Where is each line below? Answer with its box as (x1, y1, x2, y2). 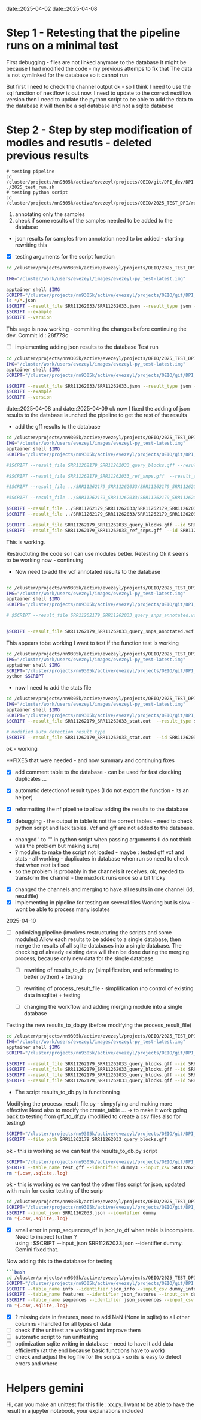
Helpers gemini (6, 1381, 84, 1395)
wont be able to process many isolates (14, 906, 110, 913)
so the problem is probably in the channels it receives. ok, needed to (14, 867, 184, 875)
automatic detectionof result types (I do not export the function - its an (14, 787, 190, 794)
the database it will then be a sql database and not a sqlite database (6, 102, 174, 109)
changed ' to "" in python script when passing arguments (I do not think (14, 835, 192, 843)
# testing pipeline (6, 168, 55, 175)
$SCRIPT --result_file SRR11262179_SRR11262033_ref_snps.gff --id (6, 528, 178, 534)
